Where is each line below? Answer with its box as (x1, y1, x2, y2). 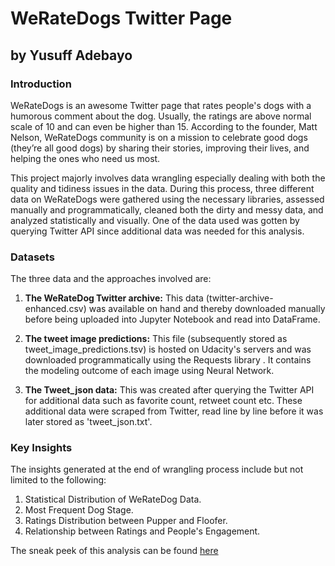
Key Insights (10, 441, 73, 455)
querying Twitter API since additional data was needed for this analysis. (10, 225, 305, 237)
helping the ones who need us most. (10, 152, 161, 164)
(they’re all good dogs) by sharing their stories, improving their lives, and (10, 142, 310, 154)
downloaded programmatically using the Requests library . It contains (24, 354, 312, 366)
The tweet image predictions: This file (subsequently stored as (24, 333, 288, 345)
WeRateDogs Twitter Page (10, 7, 233, 30)
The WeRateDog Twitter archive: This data (24, 292, 204, 304)
